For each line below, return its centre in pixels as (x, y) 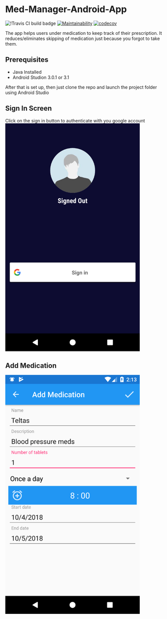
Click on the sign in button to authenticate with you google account (75, 120)
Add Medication (31, 365)
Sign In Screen (29, 108)
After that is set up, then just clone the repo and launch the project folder (81, 87)
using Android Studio (27, 93)
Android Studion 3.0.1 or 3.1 (41, 77)
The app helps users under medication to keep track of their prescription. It (84, 33)
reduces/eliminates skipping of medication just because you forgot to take (83, 38)
